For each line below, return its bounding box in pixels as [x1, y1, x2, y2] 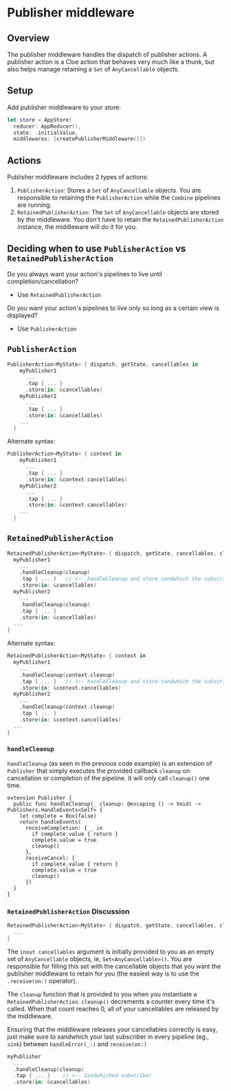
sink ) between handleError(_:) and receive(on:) [7, 1039, 147, 1048]
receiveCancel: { [25, 855, 76, 861]
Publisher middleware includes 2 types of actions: [7, 173, 149, 181]
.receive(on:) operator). [7, 976, 78, 984]
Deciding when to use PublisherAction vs [7, 243, 186, 254]
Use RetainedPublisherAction [16, 290, 102, 298]
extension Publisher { [7, 794, 72, 802]
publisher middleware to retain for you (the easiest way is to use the [7, 969, 199, 978]
